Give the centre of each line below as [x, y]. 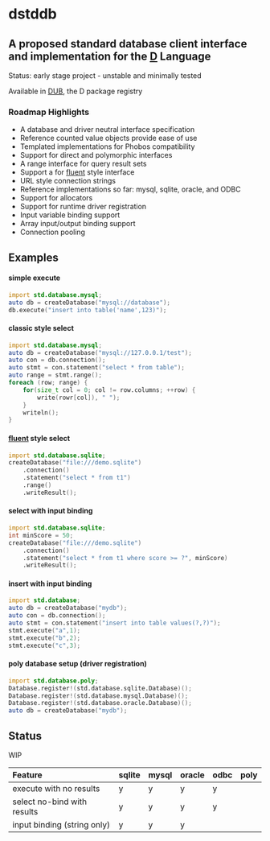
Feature [27, 775]
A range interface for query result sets [83, 164]
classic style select [41, 328]
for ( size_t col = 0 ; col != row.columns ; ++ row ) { [109, 390]
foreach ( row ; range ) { [48, 383]
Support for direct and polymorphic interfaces [96, 155]
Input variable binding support [70, 215]
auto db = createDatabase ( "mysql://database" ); [90, 303]
